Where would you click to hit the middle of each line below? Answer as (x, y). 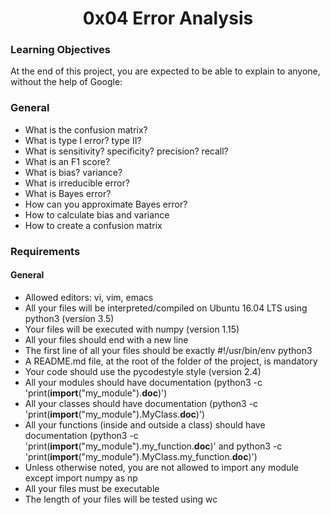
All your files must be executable (92, 488)
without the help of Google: (66, 82)
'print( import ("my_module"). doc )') (96, 393)
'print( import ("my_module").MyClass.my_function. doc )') (141, 456)
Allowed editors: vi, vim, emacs (89, 297)
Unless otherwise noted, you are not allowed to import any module (161, 467)
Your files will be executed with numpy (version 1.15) (132, 329)
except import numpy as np (81, 478)
